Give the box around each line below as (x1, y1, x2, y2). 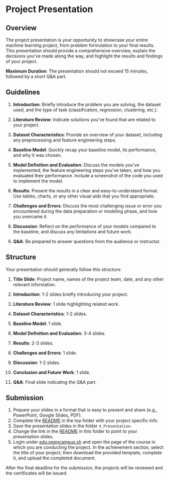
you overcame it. (13, 213, 48, 220)
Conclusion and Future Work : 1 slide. (13, 369, 91, 375)
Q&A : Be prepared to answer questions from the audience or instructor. (13, 238, 161, 244)
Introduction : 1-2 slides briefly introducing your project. (13, 291, 128, 297)
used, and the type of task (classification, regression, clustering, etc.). (13, 107, 158, 113)
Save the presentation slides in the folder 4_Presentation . (13, 423, 132, 429)
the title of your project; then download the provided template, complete (13, 450, 162, 456)
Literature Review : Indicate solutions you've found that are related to (13, 116, 156, 122)
